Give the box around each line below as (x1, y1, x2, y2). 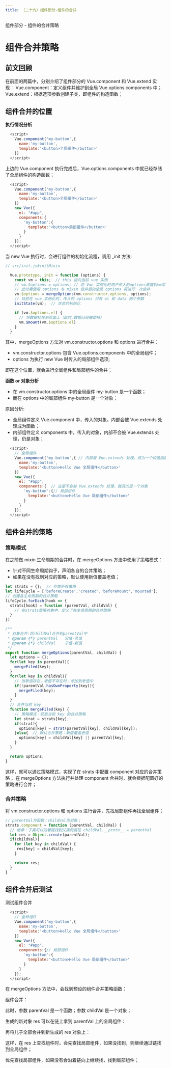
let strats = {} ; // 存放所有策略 (5, 584, 76, 589)
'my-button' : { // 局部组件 (23, 488, 75, 494)
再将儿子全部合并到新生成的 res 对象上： (5, 1029, 91, 1035)
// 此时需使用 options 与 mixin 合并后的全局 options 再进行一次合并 (14, 287, 151, 292)
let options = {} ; (10, 655, 49, 660)
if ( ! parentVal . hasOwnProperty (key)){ (14, 683, 95, 688)
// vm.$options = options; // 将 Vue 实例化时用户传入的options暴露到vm (14, 282, 162, 287)
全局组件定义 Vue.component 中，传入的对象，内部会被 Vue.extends (12, 417, 157, 423)
